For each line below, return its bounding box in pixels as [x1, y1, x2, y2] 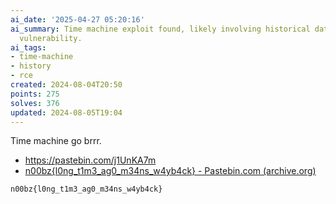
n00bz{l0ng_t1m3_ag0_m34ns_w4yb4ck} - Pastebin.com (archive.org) [24, 165, 317, 177]
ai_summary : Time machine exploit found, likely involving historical [10, 24, 311, 34]
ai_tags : [10, 42, 47, 53]
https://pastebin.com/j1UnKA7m [24, 154, 157, 166]
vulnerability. [19, 33, 83, 43]
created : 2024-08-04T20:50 [10, 80, 123, 90]
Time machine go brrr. [10, 135, 102, 147]
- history [10, 61, 52, 71]
